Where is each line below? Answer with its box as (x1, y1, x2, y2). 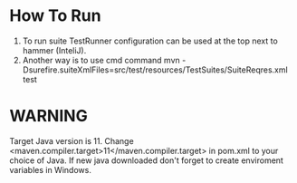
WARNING (9, 106, 88, 127)
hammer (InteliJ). (22, 44, 87, 55)
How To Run (9, 5, 101, 26)
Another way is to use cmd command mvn (22, 54, 181, 65)
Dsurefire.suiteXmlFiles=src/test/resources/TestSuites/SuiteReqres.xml (22, 64, 288, 75)
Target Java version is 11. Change (9, 135, 134, 146)
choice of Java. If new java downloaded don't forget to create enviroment (9, 155, 283, 166)
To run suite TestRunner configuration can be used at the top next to (22, 35, 278, 46)
